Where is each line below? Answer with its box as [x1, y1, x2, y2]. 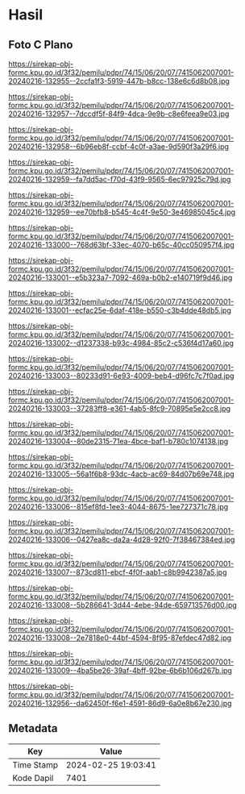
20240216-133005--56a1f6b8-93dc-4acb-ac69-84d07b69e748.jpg [8, 469, 235, 479]
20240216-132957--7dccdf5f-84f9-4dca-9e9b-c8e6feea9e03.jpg [8, 109, 230, 118]
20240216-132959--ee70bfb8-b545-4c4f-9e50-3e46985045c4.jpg [8, 207, 236, 217]
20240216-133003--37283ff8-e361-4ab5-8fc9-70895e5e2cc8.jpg [8, 404, 231, 413]
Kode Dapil [12, 772, 54, 784]
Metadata [8, 721, 58, 735]
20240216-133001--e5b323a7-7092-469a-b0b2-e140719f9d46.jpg [8, 272, 233, 282]
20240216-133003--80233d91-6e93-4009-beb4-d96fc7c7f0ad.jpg [8, 371, 235, 380]
